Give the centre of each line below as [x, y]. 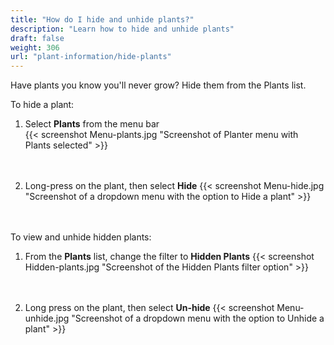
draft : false [37, 38]
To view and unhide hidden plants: [81, 237]
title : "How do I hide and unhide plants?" [102, 19]
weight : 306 [35, 47]
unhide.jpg [47, 318]
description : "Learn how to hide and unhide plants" [122, 29]
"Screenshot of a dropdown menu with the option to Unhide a [198, 318]
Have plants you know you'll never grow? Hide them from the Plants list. [158, 85]
